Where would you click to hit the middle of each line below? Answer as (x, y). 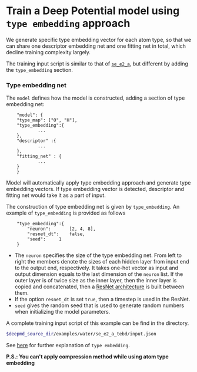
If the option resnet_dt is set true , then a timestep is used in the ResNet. (102, 299)
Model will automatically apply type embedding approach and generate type (98, 183)
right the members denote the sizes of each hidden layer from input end (102, 262)
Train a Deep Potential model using (93, 11)
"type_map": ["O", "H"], (47, 120)
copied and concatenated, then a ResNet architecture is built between (99, 287)
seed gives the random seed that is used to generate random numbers (99, 305)
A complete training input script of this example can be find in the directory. (98, 323)
